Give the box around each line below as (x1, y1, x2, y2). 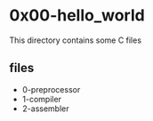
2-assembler (21, 103, 69, 114)
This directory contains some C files (9, 35, 142, 45)
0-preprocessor (21, 84, 81, 94)
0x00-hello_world (9, 5, 145, 26)
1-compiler (21, 93, 62, 104)
